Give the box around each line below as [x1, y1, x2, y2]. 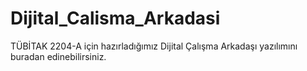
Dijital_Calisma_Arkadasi [10, 7, 221, 30]
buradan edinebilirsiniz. [10, 50, 107, 62]
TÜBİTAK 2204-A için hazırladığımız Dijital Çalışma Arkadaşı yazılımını [10, 40, 298, 52]
